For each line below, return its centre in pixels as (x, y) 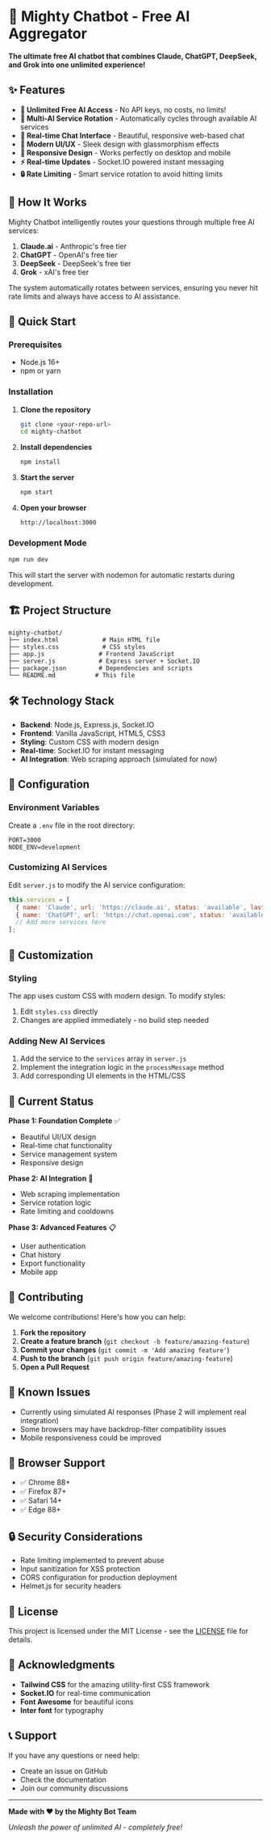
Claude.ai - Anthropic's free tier (73, 246)
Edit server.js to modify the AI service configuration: (97, 884)
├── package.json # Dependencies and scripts (101, 668)
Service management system (69, 1154)
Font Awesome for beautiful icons (77, 1702)
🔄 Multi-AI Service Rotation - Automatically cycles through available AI (138, 118)
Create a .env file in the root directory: (72, 825)
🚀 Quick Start (42, 322)
